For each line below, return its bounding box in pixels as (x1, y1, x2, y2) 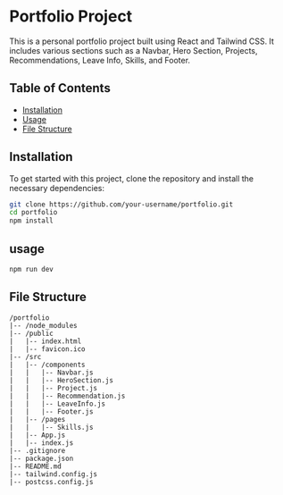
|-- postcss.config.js (9, 477, 94, 486)
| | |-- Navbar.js (9, 368, 94, 377)
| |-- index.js (9, 438, 74, 448)
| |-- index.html (9, 337, 82, 346)
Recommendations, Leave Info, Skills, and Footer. (9, 55, 190, 65)
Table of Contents (9, 80, 112, 96)
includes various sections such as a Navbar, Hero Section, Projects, (9, 45, 258, 55)
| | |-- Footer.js (9, 407, 94, 416)
